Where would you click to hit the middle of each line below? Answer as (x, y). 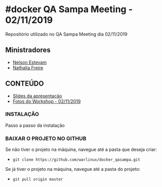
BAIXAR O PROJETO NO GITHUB (46, 138)
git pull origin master (38, 179)
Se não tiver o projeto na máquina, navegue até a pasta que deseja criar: (81, 149)
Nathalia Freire (28, 67)
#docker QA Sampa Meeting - (69, 9)
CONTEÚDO (25, 84)
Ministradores (28, 50)
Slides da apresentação (37, 96)
